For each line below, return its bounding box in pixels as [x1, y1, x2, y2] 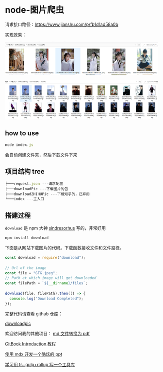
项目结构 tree [5, 167, 45, 176]
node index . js [5, 142, 34, 147]
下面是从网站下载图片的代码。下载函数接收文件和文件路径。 [5, 245, 124, 250]
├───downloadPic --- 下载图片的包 [5, 186, 68, 191]
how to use [5, 129, 39, 137]
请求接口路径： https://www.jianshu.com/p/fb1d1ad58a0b [5, 21, 119, 27]
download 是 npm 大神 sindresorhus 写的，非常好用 [5, 225, 106, 231]
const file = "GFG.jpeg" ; [5, 270, 57, 275]
